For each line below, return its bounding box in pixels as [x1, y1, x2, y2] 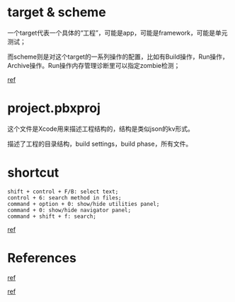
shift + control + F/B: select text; [7, 188, 119, 195]
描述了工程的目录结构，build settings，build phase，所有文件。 [7, 139, 193, 148]
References [7, 250, 76, 266]
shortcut [7, 165, 59, 181]
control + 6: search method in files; [7, 194, 122, 202]
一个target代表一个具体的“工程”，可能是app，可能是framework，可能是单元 [7, 28, 228, 37]
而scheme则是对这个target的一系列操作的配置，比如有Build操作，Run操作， [7, 52, 229, 61]
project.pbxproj [7, 100, 101, 117]
